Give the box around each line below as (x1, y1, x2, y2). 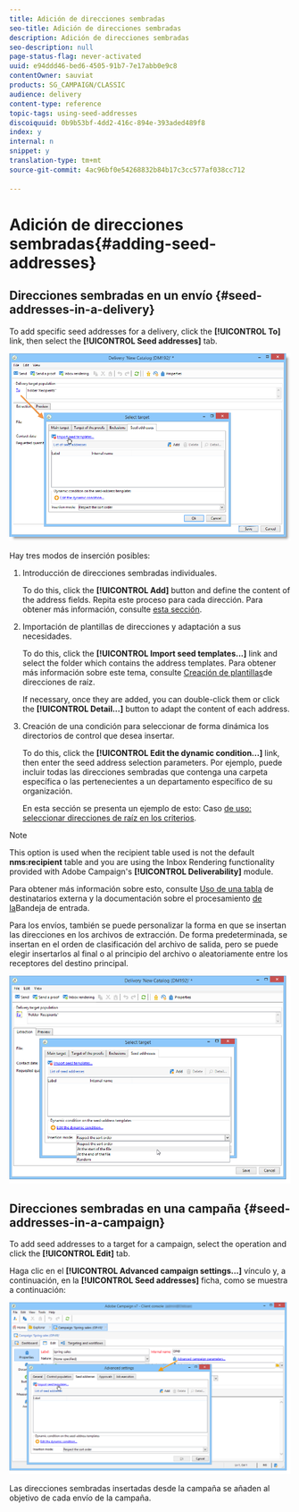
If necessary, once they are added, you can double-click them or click (21, 694, 280, 705)
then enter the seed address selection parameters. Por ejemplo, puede (21, 757, 283, 769)
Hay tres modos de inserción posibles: (9, 550, 151, 561)
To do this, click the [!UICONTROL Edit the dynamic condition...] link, (21, 748, 280, 759)
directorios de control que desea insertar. (21, 730, 175, 742)
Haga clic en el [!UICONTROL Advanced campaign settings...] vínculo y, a (9, 1266, 287, 1277)
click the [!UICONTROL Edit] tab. (9, 1248, 131, 1259)
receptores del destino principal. (9, 958, 129, 969)
